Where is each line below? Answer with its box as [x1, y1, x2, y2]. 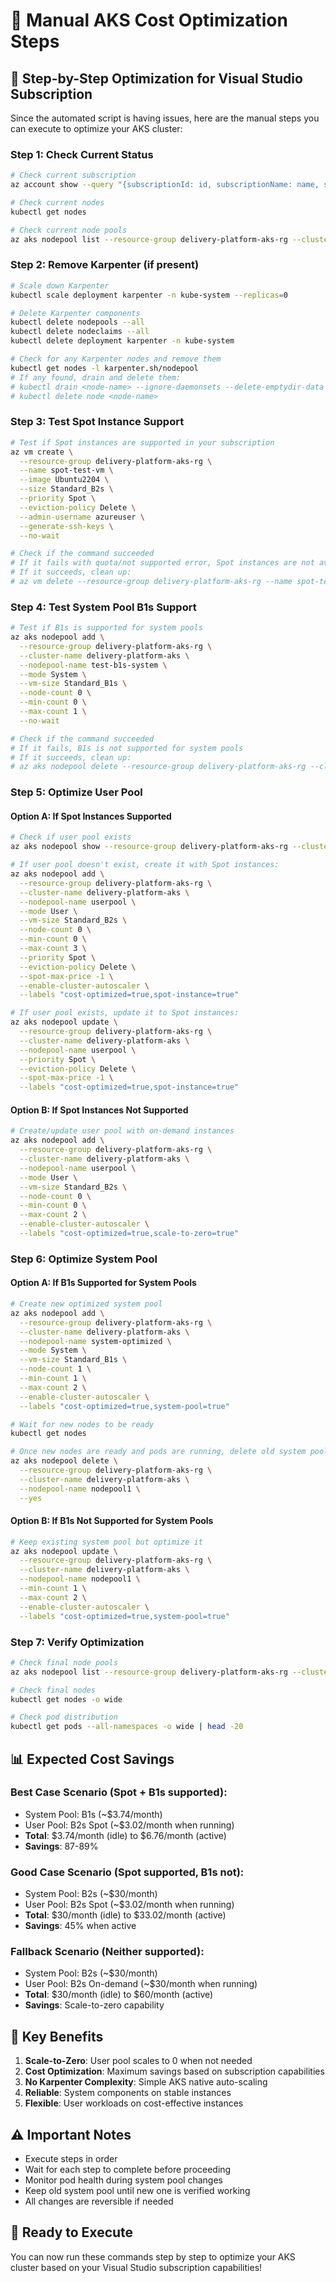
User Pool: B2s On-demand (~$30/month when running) [24, 1978, 258, 1990]
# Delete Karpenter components [10, 308, 141, 318]
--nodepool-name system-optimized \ [19, 1336, 172, 1346]
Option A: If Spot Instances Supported [10, 810, 172, 822]
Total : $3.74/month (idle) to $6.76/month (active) [24, 1829, 227, 1841]
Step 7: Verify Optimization [10, 1635, 145, 1649]
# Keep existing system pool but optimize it [10, 1537, 203, 1547]
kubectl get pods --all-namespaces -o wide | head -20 [10, 1722, 244, 1732]
